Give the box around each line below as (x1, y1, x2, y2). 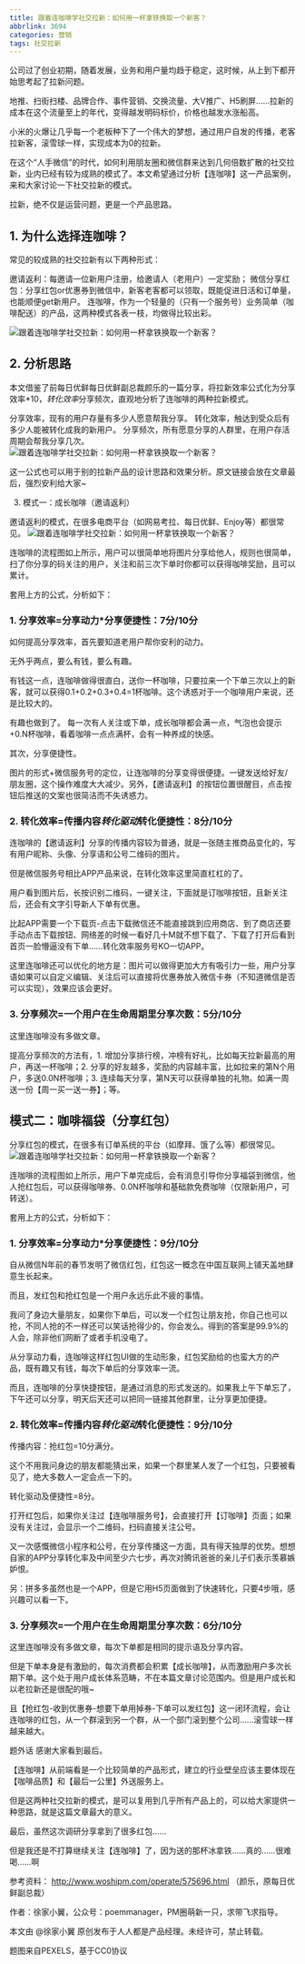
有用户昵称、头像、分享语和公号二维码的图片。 (9, 848, 184, 860)
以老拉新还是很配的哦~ (9, 1684, 95, 1695)
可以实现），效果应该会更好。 (9, 983, 117, 994)
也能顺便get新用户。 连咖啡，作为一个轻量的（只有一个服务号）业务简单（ (9, 297, 287, 308)
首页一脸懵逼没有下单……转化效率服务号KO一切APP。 (9, 941, 210, 952)
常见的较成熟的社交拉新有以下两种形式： (9, 254, 161, 265)
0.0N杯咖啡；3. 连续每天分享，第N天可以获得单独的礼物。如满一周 (40, 1072, 290, 1083)
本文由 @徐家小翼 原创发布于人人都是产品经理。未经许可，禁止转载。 (9, 1926, 269, 1937)
